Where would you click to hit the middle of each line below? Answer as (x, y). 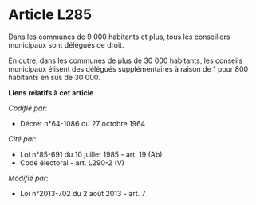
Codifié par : (28, 108)
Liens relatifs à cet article (51, 92)
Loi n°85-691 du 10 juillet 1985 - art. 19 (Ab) (91, 154)
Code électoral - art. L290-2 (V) (72, 162)
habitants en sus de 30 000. (55, 77)
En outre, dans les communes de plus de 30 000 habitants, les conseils (126, 60)
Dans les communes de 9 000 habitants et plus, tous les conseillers (119, 37)
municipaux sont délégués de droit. (66, 44)
